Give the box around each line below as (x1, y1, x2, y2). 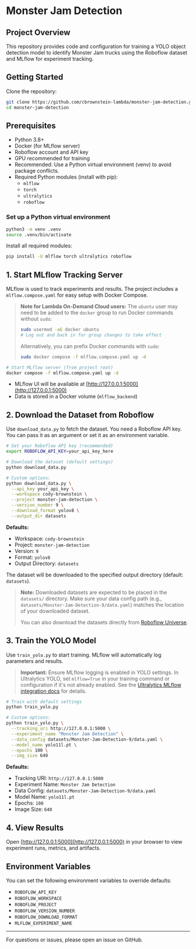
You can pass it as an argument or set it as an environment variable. (6, 432, 169, 439)
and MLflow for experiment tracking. (6, 56, 94, 62)
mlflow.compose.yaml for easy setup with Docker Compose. (6, 291, 148, 299)
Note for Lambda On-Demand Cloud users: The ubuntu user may (20, 303, 178, 310)
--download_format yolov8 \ (11, 508, 80, 514)
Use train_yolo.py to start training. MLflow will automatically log (6, 651, 162, 658)
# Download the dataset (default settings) (6, 459, 114, 465)
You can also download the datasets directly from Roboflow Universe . (20, 618, 188, 625)
